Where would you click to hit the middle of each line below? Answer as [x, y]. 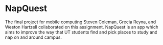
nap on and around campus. [34, 37]
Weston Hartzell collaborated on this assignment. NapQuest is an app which [82, 27]
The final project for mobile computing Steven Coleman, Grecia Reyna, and [81, 22]
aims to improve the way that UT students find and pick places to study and [81, 32]
